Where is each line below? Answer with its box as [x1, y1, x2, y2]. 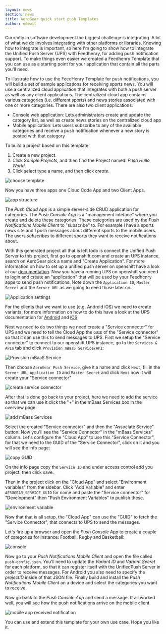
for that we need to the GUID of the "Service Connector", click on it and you [5, 440, 160, 445]
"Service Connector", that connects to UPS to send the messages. [5, 519, 140, 525]
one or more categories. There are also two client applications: [5, 102, 133, 108]
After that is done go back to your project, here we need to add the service [5, 394, 158, 400]
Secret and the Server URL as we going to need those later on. [5, 285, 132, 291]
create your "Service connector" [5, 375, 72, 381]
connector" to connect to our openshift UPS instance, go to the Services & [5, 340, 158, 346]
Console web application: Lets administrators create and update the [12, 112, 151, 118]
